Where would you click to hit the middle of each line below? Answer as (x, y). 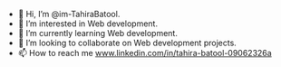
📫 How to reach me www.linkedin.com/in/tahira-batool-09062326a (145, 53)
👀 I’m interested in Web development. (88, 24)
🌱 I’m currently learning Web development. (98, 33)
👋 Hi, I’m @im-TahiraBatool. (69, 14)
